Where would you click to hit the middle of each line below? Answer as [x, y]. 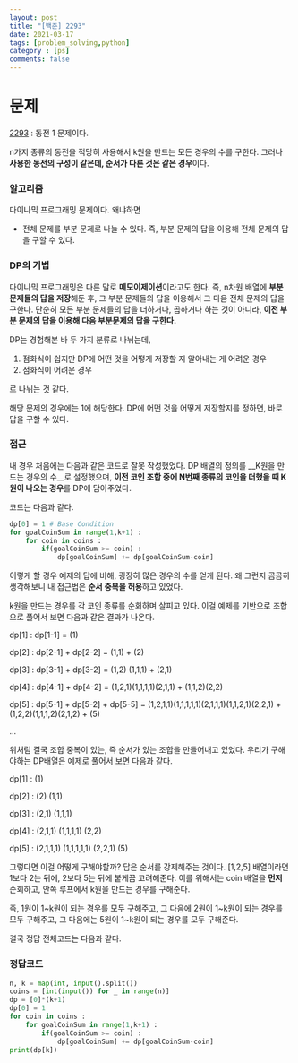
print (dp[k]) [34, 1050]
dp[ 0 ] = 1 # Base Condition [62, 524]
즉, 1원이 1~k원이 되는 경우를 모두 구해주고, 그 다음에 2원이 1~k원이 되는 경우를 [146, 908]
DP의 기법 [30, 265]
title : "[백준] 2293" [48, 26]
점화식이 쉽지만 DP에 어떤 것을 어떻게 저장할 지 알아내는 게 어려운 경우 [144, 359]
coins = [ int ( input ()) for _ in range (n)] [89, 991]
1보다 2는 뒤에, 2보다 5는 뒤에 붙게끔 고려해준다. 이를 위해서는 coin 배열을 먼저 [146, 878]
